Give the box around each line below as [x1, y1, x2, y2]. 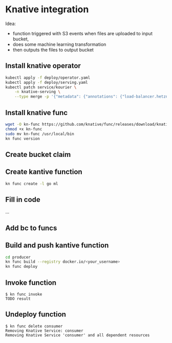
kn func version [5, 136, 40, 141]
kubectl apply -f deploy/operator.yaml [5, 75, 91, 80]
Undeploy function [5, 310, 67, 319]
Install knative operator [5, 61, 81, 70]
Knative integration [5, 4, 89, 15]
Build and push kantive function [5, 241, 109, 250]
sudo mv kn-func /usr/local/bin [5, 131, 74, 136]
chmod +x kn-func [5, 126, 42, 131]
